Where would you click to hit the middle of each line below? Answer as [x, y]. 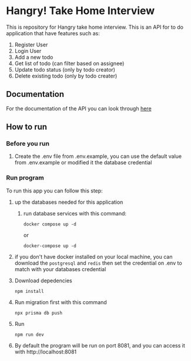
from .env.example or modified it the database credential [83, 163]
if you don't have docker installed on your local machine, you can [93, 257]
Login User [28, 50]
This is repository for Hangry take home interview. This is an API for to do [95, 27]
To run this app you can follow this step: [54, 190]
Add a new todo [34, 57]
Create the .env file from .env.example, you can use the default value [98, 156]
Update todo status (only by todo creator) [65, 69]
